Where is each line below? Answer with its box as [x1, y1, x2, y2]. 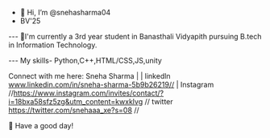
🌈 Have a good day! [8, 121, 74, 130]
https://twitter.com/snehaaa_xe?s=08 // [8, 105, 139, 115]
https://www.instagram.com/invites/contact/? [13, 88, 164, 98]
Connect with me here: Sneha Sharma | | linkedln [8, 71, 171, 80]
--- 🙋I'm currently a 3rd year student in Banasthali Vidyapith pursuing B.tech [8, 32, 262, 41]
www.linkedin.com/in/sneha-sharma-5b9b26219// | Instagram [8, 80, 214, 89]
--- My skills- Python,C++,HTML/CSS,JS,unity [8, 56, 163, 65]
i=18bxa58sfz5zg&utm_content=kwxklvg [8, 97, 143, 106]
